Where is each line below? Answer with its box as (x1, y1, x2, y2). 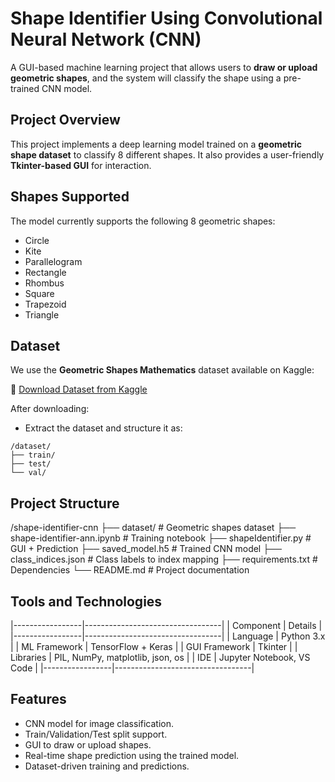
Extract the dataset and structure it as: (24, 422, 183, 434)
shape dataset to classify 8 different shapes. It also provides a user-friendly (10, 148, 325, 161)
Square (24, 287, 55, 299)
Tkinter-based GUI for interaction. (10, 159, 152, 171)
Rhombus (24, 277, 65, 289)
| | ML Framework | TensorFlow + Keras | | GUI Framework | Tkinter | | (10, 641, 298, 652)
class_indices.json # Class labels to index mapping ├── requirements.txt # (10, 553, 318, 566)
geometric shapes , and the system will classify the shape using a (10, 72, 282, 84)
